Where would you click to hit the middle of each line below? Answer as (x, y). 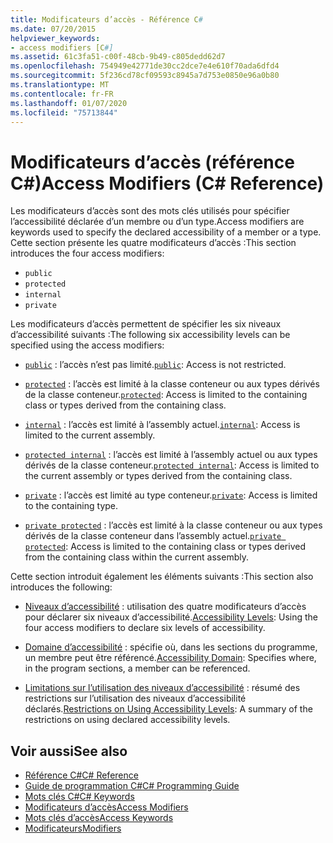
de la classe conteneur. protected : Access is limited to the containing (166, 395)
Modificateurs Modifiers (73, 828)
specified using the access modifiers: (87, 345)
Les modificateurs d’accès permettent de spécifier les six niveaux (146, 324)
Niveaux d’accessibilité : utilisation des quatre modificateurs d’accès (165, 607)
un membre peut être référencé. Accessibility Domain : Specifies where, (170, 658)
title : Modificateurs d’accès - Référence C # (106, 19)
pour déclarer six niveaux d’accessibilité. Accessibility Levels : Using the (171, 617)
